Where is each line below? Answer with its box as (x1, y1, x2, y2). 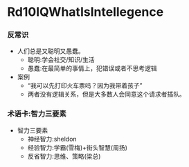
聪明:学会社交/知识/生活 (27, 56, 95, 64)
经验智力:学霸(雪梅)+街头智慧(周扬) (27, 143, 128, 152)
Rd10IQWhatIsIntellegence (7, 4, 164, 20)
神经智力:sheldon (27, 135, 78, 143)
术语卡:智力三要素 (7, 109, 67, 119)
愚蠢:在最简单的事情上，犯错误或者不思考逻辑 (27, 64, 157, 72)
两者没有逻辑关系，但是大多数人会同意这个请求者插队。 (27, 90, 186, 99)
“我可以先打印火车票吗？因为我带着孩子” (27, 81, 143, 90)
